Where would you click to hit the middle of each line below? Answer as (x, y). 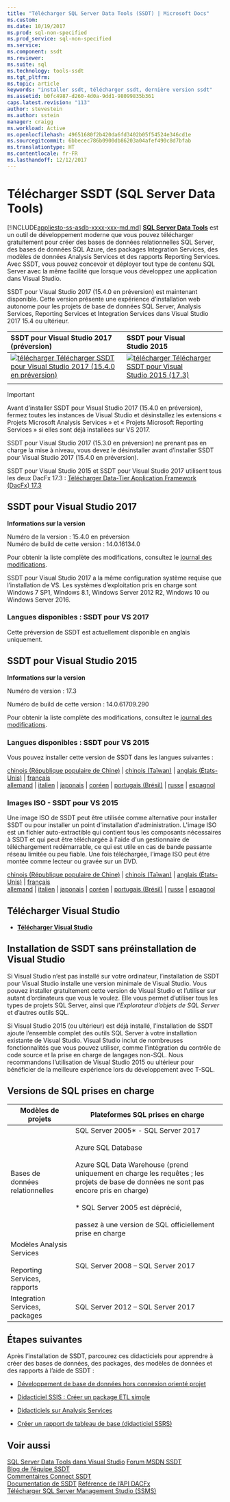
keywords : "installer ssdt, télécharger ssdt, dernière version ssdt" (110, 90)
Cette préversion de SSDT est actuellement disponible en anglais (99, 632)
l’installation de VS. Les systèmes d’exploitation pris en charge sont (102, 585)
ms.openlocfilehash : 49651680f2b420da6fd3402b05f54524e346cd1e (99, 134)
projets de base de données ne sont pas (140, 1181)
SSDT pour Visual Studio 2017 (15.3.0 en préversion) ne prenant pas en (107, 443)
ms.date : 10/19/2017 (37, 26)
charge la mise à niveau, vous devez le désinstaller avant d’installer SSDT (111, 450)
